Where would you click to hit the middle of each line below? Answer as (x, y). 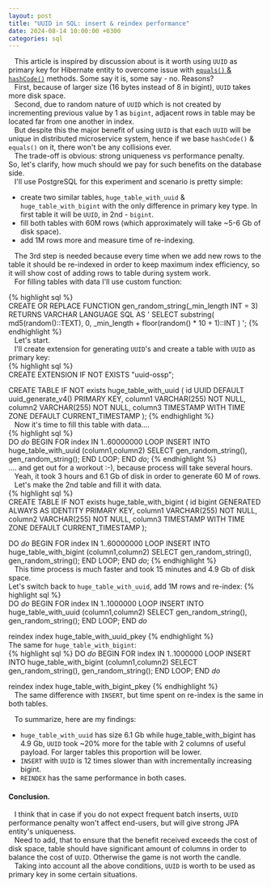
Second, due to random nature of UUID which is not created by (118, 104)
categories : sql (36, 38)
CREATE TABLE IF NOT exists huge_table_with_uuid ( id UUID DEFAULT (127, 391)
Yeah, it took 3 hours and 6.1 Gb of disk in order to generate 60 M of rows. (138, 476)
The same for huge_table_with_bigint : (72, 645)
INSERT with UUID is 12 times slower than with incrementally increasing (136, 761)
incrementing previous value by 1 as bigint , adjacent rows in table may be (132, 113)
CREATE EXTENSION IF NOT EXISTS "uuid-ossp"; (91, 375)
